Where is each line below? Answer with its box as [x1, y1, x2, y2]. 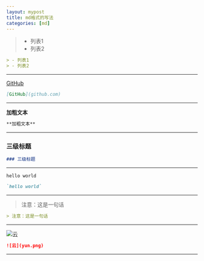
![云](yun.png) [6, 242, 44, 249]
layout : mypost [6, 8, 45, 15]
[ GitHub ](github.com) [6, 92, 61, 98]
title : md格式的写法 [6, 15, 53, 21]
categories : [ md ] [6, 20, 50, 26]
